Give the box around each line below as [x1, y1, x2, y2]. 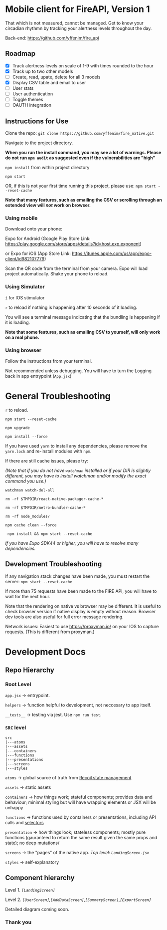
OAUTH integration [12, 102, 51, 108]
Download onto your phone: [5, 226, 62, 232]
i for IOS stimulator [5, 294, 45, 300]
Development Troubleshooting [5, 560, 102, 568]
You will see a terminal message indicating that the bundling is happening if [5, 314, 161, 320]
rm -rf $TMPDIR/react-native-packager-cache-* [5, 496, 104, 501]
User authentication [12, 91, 53, 97]
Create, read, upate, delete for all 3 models [12, 74, 101, 80]
